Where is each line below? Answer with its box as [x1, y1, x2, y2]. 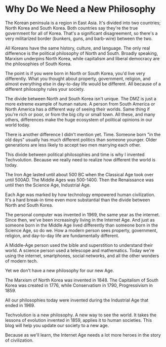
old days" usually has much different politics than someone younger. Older [5, 137, 157, 143]
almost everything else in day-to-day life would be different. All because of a [5, 80, 161, 87]
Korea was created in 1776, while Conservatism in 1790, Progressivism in [5, 282, 153, 288]
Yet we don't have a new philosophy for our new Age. [5, 268, 114, 273]
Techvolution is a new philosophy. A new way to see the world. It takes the [5, 312, 157, 318]
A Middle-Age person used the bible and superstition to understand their [5, 242, 153, 248]
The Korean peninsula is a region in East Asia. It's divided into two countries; [5, 20, 161, 26]
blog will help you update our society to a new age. [5, 322, 109, 328]
